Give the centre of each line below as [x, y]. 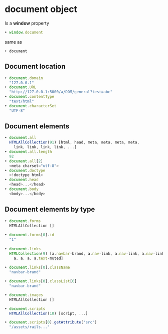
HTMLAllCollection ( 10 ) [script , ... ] [49, 313]
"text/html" [22, 101]
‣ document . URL [21, 87]
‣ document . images [24, 295]
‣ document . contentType [30, 97]
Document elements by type [50, 209]
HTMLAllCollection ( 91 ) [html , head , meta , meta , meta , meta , [74, 142]
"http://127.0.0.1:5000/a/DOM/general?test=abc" [61, 92]
